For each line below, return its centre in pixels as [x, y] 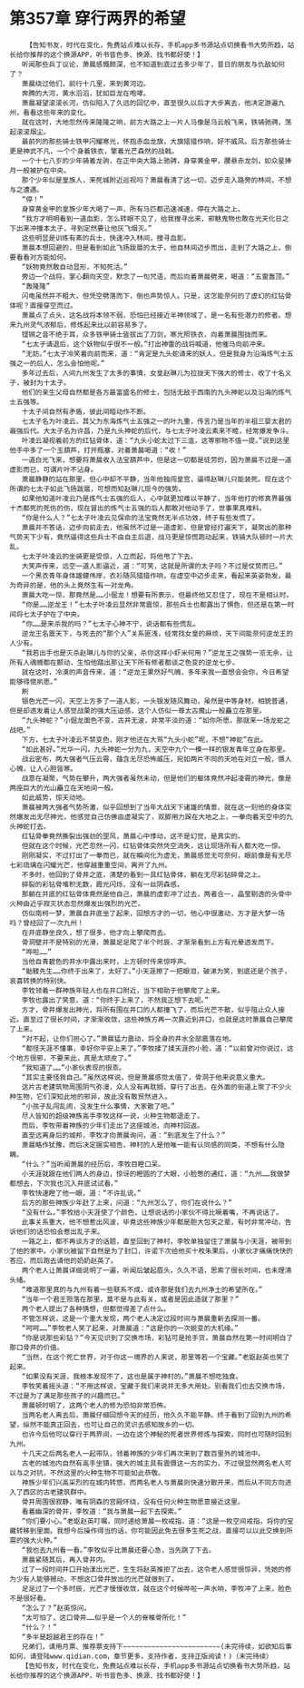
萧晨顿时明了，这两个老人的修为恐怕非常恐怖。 [96, 1405]
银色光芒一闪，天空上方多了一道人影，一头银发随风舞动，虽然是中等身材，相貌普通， [157, 701]
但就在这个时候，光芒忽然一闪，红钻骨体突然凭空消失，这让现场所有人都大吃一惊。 [153, 845]
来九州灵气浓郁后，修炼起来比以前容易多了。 [80, 325]
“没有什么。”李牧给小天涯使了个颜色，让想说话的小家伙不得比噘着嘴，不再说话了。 [152, 1212]
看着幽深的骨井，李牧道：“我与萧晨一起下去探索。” [102, 1511]
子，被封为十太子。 [40, 382]
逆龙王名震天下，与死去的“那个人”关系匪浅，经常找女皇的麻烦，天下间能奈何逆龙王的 [157, 633]
